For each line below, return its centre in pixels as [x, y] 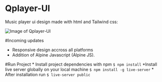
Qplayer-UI [27, 8]
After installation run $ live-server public [48, 74]
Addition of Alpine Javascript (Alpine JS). [53, 55]
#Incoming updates [25, 40]
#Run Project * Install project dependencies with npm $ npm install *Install [81, 64]
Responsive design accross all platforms [53, 50]
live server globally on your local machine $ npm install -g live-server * [80, 69]
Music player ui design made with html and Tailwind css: [62, 22]
